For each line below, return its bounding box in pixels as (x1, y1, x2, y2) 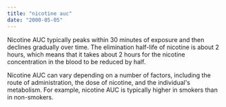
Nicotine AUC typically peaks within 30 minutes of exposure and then (7, 35, 205, 43)
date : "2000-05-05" (7, 17, 63, 23)
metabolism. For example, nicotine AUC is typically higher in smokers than (7, 86, 218, 94)
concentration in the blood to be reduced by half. (7, 57, 146, 66)
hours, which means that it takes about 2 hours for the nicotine (7, 50, 185, 59)
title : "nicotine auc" (7, 10, 72, 17)
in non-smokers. (7, 93, 54, 101)
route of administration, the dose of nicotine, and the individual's (7, 78, 191, 86)
